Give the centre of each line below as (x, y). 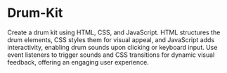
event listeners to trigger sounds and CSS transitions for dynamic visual (111, 55)
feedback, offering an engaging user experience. (78, 62)
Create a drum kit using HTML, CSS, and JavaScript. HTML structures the (114, 32)
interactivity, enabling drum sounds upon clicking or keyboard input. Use (112, 47)
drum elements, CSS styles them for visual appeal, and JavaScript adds (111, 39)
